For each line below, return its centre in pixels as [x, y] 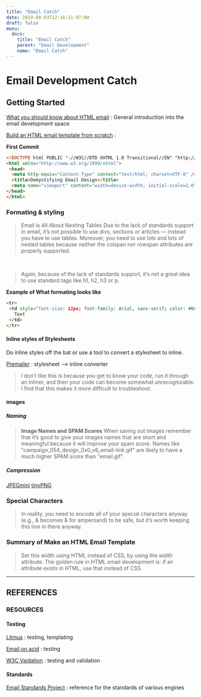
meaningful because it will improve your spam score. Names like [100, 444]
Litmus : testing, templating [40, 638]
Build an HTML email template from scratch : [61, 135]
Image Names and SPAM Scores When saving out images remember [106, 431]
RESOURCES [25, 610]
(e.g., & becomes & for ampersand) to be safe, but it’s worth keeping [105, 520]
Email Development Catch [72, 80]
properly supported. [45, 251]
